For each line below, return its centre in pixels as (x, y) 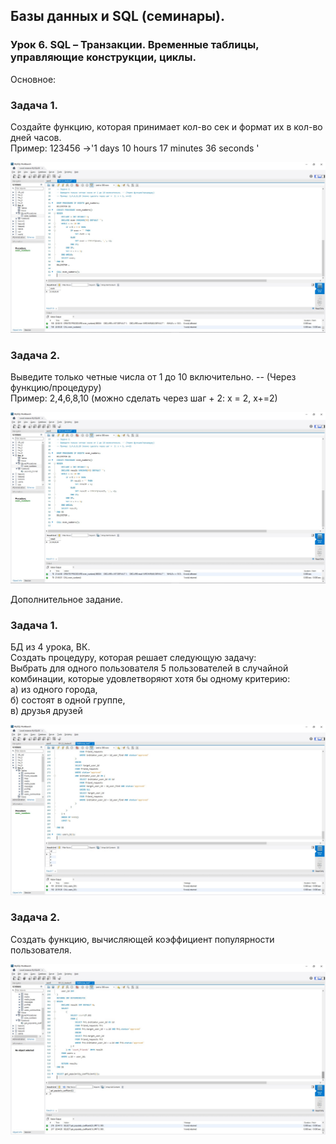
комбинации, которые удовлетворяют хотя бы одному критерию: (150, 678)
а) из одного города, (54, 689)
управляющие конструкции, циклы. (103, 57)
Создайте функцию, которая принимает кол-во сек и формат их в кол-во (166, 126)
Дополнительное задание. (67, 599)
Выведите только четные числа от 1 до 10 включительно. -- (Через (153, 377)
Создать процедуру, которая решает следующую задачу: (133, 657)
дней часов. (36, 137)
